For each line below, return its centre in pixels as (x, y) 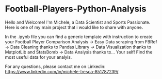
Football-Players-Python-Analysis (76, 9)
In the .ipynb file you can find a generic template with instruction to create (79, 37)
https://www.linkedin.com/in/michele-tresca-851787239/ (62, 71)
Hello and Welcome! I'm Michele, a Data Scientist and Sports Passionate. (78, 22)
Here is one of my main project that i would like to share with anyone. (74, 27)
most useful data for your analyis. (39, 57)
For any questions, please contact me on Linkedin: (55, 66)
